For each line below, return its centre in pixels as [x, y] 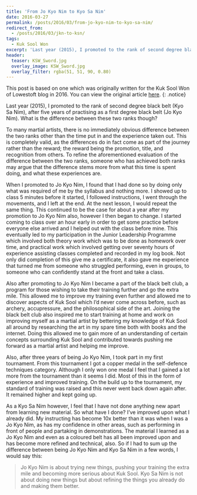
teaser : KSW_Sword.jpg [39, 60]
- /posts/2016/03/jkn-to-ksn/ [48, 33]
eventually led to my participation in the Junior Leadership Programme [91, 235]
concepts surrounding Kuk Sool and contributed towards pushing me [89, 340]
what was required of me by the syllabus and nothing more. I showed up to [96, 191]
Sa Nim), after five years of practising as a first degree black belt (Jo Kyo [94, 112]
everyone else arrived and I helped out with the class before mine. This [92, 228]
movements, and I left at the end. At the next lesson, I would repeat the [91, 204]
